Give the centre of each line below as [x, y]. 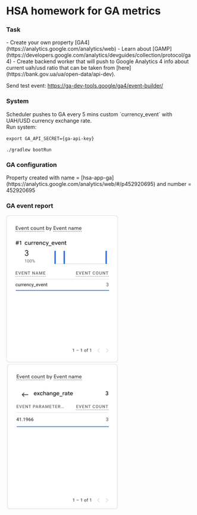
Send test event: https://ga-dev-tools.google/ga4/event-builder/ [85, 86]
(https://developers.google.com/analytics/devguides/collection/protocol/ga [98, 55]
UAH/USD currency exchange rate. [49, 120]
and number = [174, 184]
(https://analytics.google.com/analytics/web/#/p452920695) [81, 184]
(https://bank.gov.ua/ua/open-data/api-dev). [61, 74]
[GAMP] [162, 49]
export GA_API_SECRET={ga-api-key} [50, 138]
